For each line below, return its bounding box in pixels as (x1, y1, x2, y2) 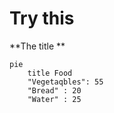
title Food (27, 68, 73, 78)
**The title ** (9, 40, 66, 52)
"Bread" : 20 (27, 85, 82, 96)
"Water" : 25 (27, 94, 82, 104)
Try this (9, 7, 75, 30)
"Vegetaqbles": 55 (27, 77, 104, 87)
